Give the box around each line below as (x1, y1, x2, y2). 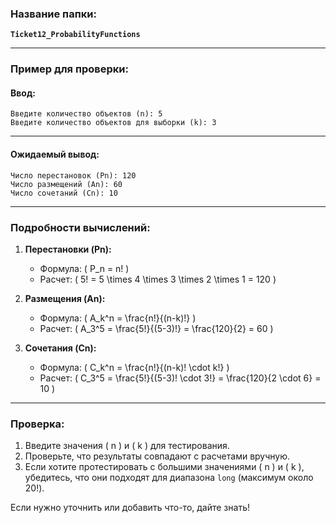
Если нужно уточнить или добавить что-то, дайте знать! (10, 502, 250, 514)
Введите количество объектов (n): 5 (10, 109, 163, 119)
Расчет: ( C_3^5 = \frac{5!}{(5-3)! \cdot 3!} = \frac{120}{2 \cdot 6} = (39, 372, 322, 384)
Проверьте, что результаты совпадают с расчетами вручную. (24, 450, 291, 462)
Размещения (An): (24, 292, 106, 304)
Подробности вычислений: (10, 220, 151, 234)
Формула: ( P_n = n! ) (39, 262, 130, 274)
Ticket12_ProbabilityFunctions (10, 30, 141, 40)
